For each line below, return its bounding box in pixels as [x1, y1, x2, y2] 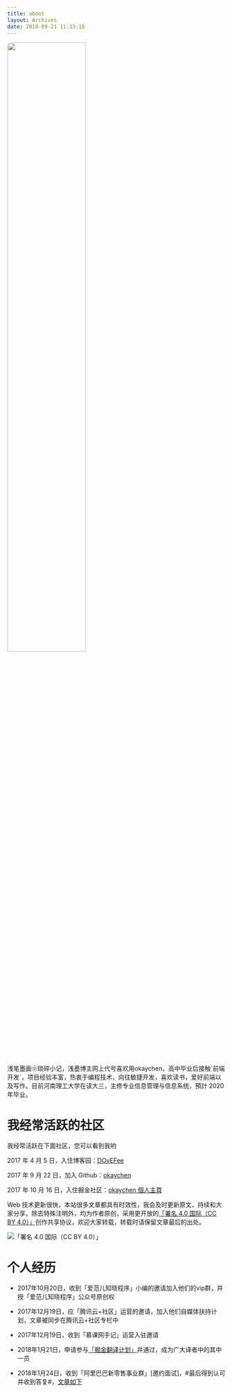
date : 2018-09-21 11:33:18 [7, 23, 85, 30]
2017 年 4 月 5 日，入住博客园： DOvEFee [7, 1157, 125, 1165]
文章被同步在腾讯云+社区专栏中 [29, 1316, 119, 1325]
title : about [7, 10, 45, 17]
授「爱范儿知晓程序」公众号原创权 [17, 1293, 115, 1301]
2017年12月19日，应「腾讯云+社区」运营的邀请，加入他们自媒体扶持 [17, 1307, 211, 1316]
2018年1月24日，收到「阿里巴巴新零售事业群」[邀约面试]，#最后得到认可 [17, 1369, 226, 1377]
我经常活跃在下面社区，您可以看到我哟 [7, 1141, 116, 1150]
